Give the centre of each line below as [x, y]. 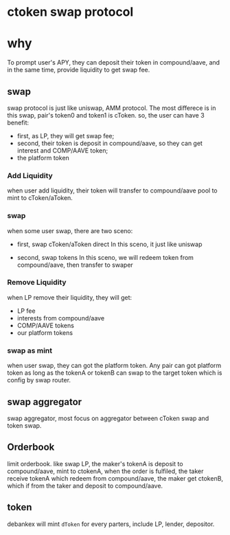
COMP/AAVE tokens [45, 325]
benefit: [18, 122]
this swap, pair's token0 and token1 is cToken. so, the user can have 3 [106, 115]
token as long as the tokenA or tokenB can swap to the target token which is [115, 373]
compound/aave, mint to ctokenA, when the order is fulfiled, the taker [105, 471]
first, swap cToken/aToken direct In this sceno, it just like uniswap [110, 244]
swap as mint [30, 350]
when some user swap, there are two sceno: [70, 230]
